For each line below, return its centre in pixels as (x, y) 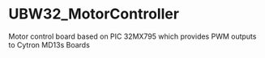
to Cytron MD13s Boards (49, 44)
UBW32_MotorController (94, 14)
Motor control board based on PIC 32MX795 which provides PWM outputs (132, 36)
